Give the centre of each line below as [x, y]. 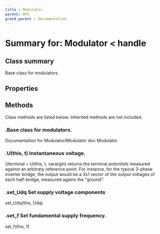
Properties [22, 88]
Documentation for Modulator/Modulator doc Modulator [61, 140]
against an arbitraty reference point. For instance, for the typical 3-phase [79, 169]
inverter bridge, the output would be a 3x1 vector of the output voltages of [80, 175]
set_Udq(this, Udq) [24, 203]
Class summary [29, 61]
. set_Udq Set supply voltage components [55, 192]
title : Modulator [24, 10]
